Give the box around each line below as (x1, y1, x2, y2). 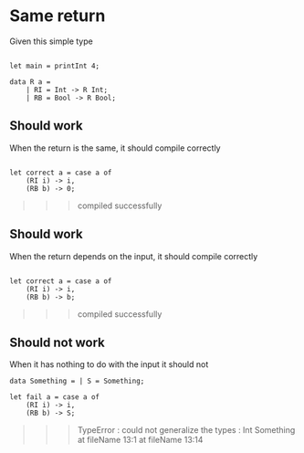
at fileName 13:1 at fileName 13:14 (77, 435, 204, 446)
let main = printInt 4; (9, 61, 100, 70)
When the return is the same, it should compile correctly (9, 142, 221, 153)
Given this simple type (9, 36, 93, 47)
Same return (9, 5, 106, 26)
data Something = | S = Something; (9, 376, 145, 386)
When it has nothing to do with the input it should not (9, 359, 209, 370)
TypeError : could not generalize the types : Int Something (77, 425, 296, 436)
